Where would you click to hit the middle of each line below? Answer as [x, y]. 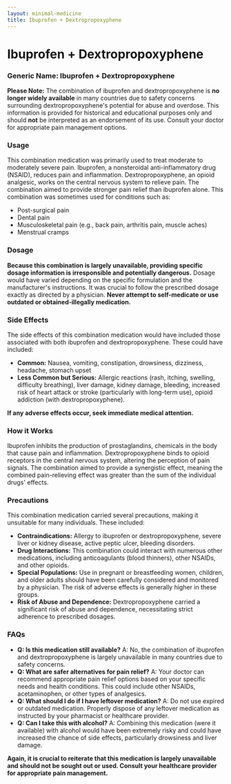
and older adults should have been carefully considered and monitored [118, 580]
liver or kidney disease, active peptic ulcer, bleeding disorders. [106, 543]
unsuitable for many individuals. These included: [76, 522]
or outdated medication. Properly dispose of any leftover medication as [118, 708]
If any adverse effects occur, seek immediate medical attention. [100, 413]
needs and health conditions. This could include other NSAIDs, [106, 686]
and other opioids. [43, 565]
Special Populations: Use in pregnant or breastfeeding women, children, [120, 573]
